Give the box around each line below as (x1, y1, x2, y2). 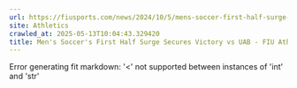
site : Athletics (9, 21, 69, 30)
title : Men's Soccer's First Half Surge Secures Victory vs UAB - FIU (9, 37, 275, 47)
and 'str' (9, 71, 40, 82)
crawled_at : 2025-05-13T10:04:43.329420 (9, 29, 161, 38)
